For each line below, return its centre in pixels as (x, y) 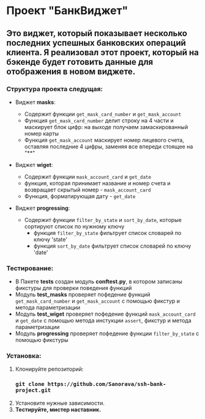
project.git (33, 390)
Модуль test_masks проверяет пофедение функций (83, 295)
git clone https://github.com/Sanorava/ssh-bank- (91, 384)
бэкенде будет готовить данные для (80, 62)
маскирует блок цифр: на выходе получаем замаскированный (106, 127)
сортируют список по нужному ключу (74, 226)
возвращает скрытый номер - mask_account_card (88, 190)
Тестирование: (30, 268)
